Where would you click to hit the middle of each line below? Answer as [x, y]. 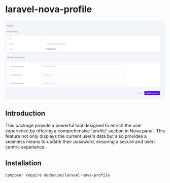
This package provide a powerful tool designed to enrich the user [74, 126]
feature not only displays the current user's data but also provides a [76, 136]
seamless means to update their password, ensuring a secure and [74, 142]
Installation [23, 163]
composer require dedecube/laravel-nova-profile [58, 175]
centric [13, 147]
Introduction [25, 113]
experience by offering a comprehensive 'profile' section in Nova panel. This [85, 131]
